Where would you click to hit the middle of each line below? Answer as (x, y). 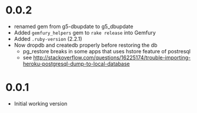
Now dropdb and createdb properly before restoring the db (86, 45)
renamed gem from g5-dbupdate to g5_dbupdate (74, 26)
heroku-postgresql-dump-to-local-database (76, 64)
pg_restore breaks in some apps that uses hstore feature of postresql (107, 51)
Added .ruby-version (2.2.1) (48, 39)
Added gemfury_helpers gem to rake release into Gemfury (85, 32)
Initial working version (41, 104)
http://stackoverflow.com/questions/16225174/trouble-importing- (112, 57)
